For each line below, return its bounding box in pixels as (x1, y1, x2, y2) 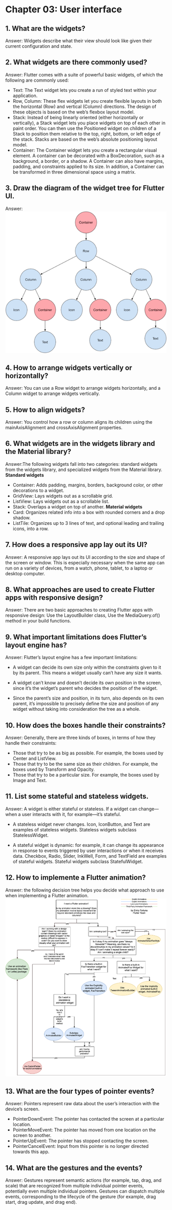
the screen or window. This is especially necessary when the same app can (5, 559, 165, 565)
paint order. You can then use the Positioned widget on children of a (12, 125, 157, 131)
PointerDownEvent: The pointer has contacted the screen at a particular (12, 1116, 165, 1122)
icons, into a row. (12, 525, 49, 532)
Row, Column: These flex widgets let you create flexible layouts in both (12, 98, 162, 104)
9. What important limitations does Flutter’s (5, 633, 147, 641)
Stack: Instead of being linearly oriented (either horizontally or (12, 114, 144, 120)
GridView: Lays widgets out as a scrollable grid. (12, 493, 114, 499)
